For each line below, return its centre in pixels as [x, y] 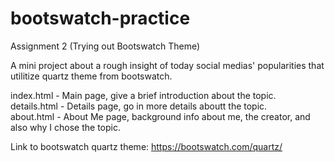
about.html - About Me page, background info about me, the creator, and [160, 116]
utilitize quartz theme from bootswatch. [91, 76]
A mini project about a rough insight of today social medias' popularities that [167, 65]
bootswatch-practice [100, 18]
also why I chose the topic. [65, 127]
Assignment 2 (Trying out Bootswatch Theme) [105, 46]
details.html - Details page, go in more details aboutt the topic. [139, 106]
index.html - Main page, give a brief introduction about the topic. [143, 95]
